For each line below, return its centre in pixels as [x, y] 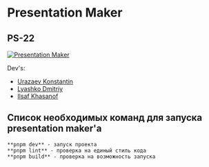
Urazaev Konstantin [45, 81]
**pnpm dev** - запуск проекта [52, 144]
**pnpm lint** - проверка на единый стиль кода [77, 150]
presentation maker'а [54, 129]
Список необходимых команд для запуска [105, 118]
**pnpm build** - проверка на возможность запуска [81, 157]
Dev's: [16, 68]
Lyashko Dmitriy [40, 89]
